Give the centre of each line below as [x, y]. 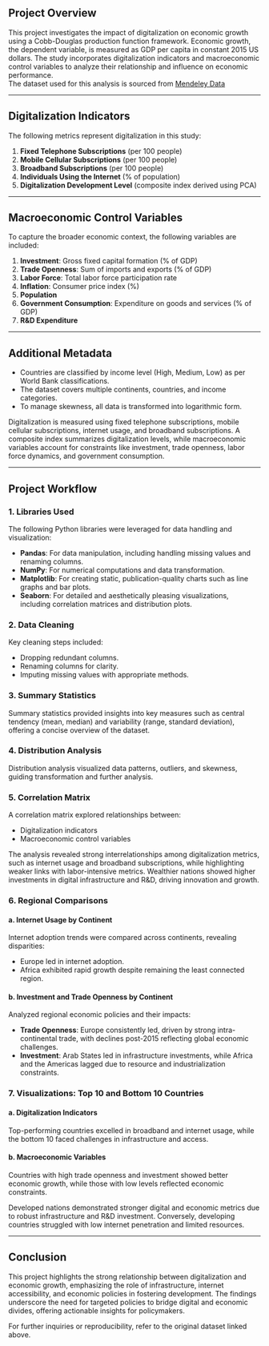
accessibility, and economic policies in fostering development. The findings [132, 1293]
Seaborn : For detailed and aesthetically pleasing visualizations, [124, 595]
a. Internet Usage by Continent [60, 919]
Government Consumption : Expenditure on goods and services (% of [136, 303]
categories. [38, 398]
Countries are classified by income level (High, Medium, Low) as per [132, 372]
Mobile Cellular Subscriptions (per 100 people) [98, 159]
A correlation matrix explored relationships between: [95, 815]
